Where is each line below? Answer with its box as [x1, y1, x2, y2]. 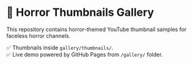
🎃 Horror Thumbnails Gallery [6, 5, 155, 20]
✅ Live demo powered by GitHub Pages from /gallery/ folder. [6, 51, 163, 58]
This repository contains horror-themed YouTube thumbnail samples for [6, 26, 187, 33]
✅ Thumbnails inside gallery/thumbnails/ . [6, 44, 114, 51]
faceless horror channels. [6, 32, 71, 39]
